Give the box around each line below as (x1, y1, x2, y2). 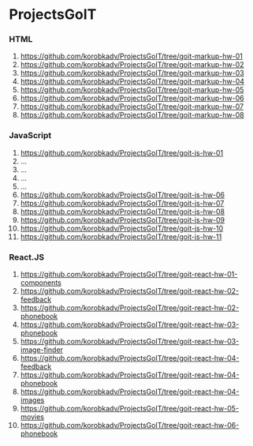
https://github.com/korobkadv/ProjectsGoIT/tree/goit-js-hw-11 (20, 231, 222, 242)
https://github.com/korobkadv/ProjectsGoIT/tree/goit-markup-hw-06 (20, 93, 244, 103)
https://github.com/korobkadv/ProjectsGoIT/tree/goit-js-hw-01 (20, 148, 224, 157)
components (20, 278, 61, 287)
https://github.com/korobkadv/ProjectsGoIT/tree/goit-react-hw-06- (20, 421, 240, 430)
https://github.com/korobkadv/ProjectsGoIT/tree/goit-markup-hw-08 (20, 111, 244, 120)
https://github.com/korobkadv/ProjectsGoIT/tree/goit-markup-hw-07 (20, 102, 244, 111)
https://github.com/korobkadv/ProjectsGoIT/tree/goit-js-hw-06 (20, 189, 225, 199)
